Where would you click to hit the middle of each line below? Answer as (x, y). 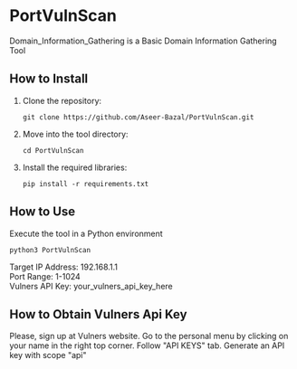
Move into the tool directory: (75, 134)
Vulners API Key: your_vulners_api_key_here (91, 286)
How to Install (49, 79)
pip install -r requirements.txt (86, 184)
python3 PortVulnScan (50, 250)
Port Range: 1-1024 (45, 276)
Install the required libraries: (75, 167)
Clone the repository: (62, 100)
